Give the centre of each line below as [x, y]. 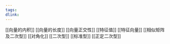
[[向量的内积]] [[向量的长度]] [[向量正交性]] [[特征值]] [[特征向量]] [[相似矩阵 [85, 30]
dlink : [12, 15]
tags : [11, 10]
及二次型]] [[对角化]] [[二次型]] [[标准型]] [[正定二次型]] [63, 36]
